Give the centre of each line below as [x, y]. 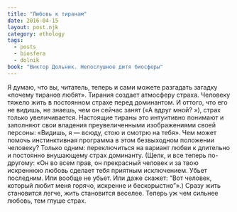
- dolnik [27, 60]
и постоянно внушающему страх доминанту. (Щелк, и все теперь [107, 155]
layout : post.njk [33, 27]
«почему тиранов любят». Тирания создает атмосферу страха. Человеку [119, 95]
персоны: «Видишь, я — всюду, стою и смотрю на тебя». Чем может [112, 132]
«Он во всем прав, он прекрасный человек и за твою [117, 163]
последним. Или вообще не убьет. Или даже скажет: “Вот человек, [110, 178]
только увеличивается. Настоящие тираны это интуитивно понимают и [116, 117]
